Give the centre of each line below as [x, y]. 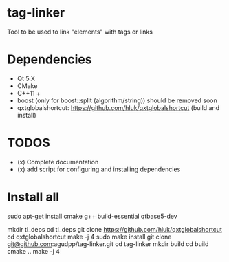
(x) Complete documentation [58, 162]
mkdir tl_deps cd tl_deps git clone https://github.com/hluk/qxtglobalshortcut [115, 229]
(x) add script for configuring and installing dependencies [99, 169]
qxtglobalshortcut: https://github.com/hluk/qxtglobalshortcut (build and [118, 107]
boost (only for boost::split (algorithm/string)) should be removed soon [117, 100]
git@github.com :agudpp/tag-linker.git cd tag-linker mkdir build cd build [108, 244]
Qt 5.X [26, 78]
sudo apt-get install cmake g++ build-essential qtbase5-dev [92, 216]
